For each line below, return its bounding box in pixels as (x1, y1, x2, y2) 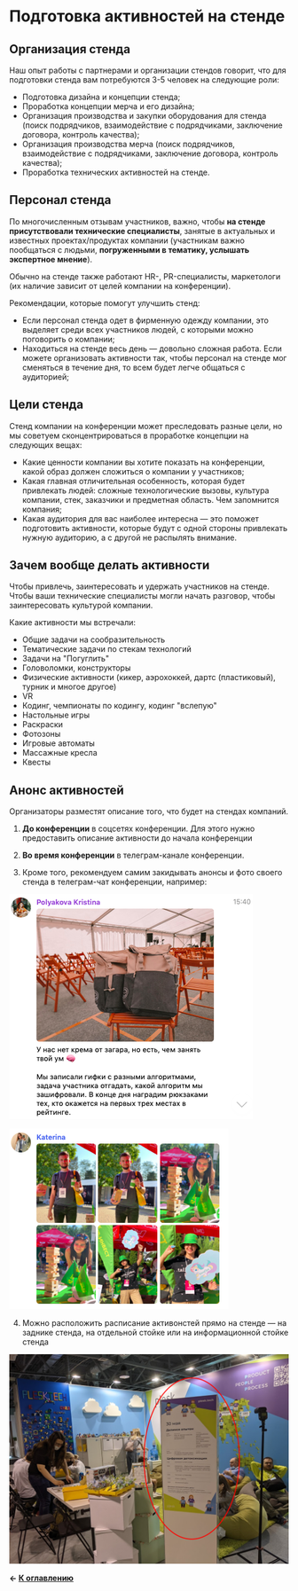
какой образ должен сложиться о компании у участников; (21, 466, 245, 476)
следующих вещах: (9, 439, 82, 450)
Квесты (21, 756, 51, 768)
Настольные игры (21, 709, 90, 720)
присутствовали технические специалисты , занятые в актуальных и (9, 225, 276, 236)
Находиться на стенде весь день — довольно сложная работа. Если (21, 343, 282, 354)
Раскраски (21, 719, 64, 730)
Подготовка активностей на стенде (9, 6, 286, 27)
